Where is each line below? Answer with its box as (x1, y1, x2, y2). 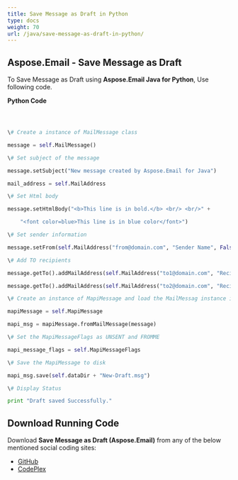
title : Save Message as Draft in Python (7, 10, 129, 18)
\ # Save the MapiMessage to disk (7, 359, 106, 366)
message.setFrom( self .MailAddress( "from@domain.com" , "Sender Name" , (7, 244, 217, 251)
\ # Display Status (7, 384, 62, 392)
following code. (7, 83, 52, 91)
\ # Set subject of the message (7, 154, 100, 162)
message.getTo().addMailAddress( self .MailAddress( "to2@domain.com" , (7, 282, 214, 289)
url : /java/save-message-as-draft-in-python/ (7, 30, 144, 38)
